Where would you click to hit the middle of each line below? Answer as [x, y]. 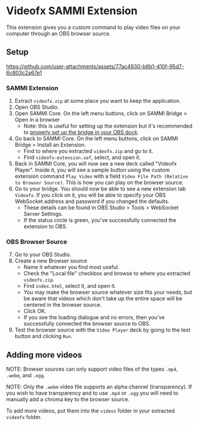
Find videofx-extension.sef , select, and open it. [82, 157]
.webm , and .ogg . [26, 375]
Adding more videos [44, 355]
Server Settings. [43, 214]
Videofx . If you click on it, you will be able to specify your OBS [90, 195]
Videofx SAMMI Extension [72, 11]
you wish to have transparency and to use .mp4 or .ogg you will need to [92, 393]
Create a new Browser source [51, 261]
